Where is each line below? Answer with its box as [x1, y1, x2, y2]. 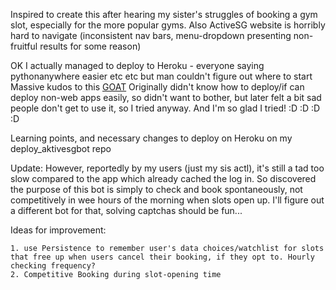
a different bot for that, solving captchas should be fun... [10, 205, 243, 216]
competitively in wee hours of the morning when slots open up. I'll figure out [10, 194, 325, 206]
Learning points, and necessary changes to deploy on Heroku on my [10, 132, 293, 144]
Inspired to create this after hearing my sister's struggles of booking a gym [10, 9, 318, 20]
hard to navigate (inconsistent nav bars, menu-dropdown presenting [10, 30, 292, 41]
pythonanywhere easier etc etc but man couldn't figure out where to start [10, 70, 313, 82]
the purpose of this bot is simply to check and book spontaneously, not [10, 184, 303, 195]
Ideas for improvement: [10, 224, 107, 236]
